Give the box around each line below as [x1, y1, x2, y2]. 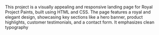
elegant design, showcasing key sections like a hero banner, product [5, 14, 143, 20]
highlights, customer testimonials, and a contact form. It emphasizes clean [5, 19, 155, 25]
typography [5, 24, 28, 30]
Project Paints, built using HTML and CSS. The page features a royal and [5, 9, 151, 15]
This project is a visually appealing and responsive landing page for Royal [5, 4, 153, 10]
